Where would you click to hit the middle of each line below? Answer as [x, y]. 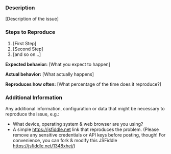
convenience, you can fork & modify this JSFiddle [65, 140]
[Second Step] [28, 49]
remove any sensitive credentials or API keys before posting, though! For [89, 134]
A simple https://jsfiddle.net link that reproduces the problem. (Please [86, 129]
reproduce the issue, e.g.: [32, 114]
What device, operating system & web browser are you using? [78, 124]
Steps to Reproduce [30, 32]
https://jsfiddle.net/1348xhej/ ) [44, 146]
